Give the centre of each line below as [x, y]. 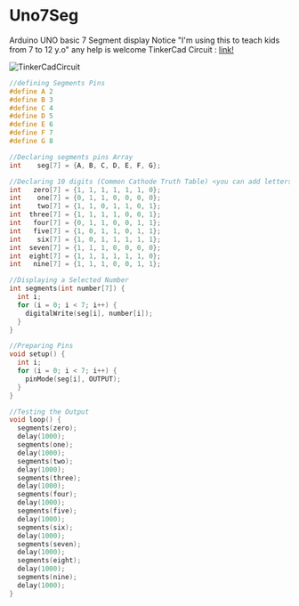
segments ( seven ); [49, 544]
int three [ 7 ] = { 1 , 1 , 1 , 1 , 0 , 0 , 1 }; [85, 214]
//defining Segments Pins [57, 83]
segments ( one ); [45, 445]
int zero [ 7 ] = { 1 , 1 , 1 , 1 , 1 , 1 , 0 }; [85, 190]
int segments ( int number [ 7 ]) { [67, 289]
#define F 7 [31, 133]
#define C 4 [31, 108]
